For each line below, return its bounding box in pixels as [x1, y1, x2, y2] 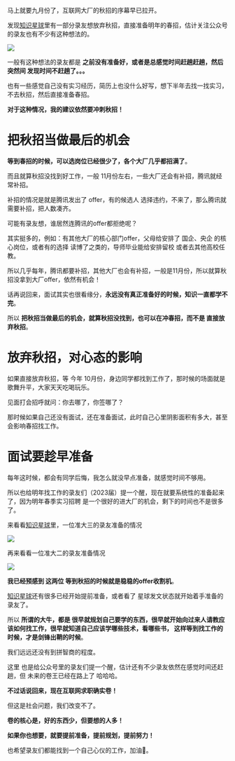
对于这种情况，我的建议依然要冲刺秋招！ [7, 105, 124, 114]
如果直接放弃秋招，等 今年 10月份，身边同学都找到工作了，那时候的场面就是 [7, 374, 226, 382]
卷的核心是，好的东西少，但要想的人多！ [7, 716, 124, 725]
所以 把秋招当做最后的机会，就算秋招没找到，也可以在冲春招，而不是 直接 [7, 314, 219, 322]
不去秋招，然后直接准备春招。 [7, 90, 93, 98]
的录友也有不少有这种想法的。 [7, 30, 93, 38]
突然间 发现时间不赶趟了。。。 [7, 67, 89, 75]
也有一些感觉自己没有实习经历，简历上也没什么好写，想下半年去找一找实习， [7, 81, 228, 90]
